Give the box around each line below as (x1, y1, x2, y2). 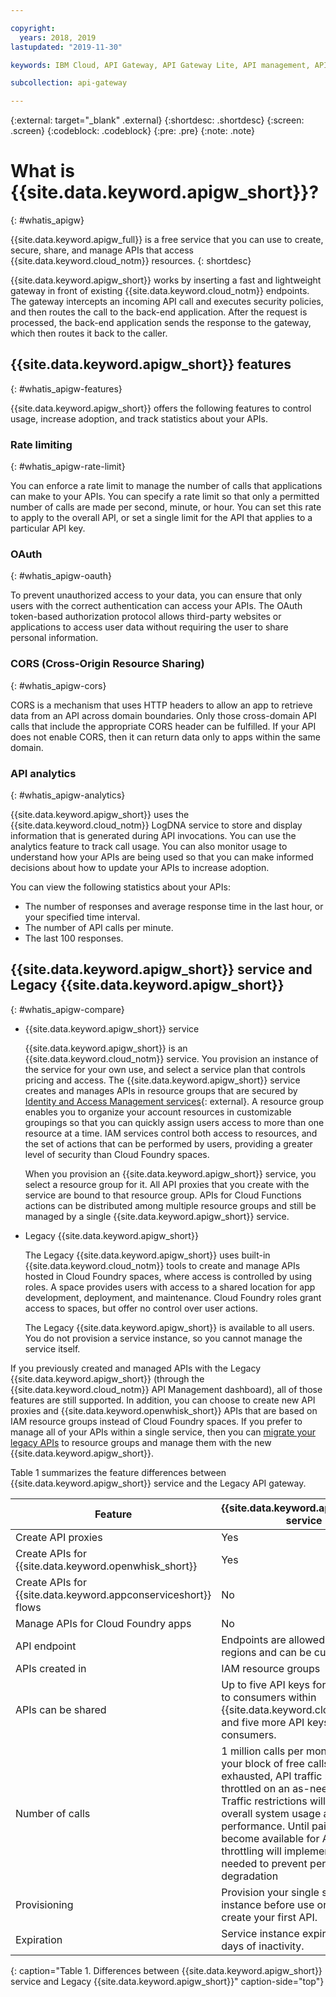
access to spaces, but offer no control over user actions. (24, 1302, 258, 1314)
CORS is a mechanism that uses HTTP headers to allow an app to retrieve (10, 699, 313, 711)
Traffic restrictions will (221, 1794, 326, 1808)
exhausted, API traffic (221, 1769, 323, 1783)
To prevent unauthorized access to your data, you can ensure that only (10, 589, 303, 601)
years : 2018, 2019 (19, 32, 97, 43)
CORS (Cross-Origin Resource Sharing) (10, 657, 205, 671)
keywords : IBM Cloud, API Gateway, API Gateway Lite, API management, (10, 60, 311, 70)
